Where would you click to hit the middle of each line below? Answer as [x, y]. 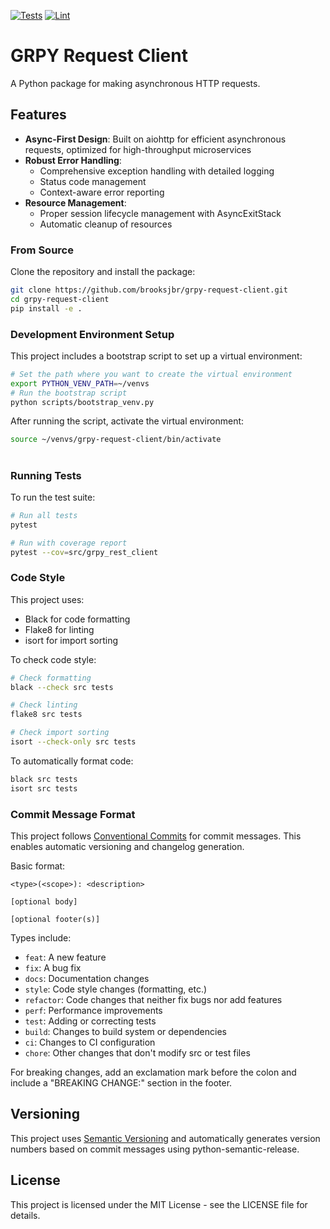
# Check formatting [51, 678]
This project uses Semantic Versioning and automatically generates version [165, 1138]
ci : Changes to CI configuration [90, 1042]
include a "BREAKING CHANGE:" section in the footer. [121, 1083]
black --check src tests [62, 687]
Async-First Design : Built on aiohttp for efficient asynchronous [155, 139]
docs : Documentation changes [87, 978]
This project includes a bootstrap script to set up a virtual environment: [156, 356]
